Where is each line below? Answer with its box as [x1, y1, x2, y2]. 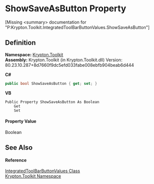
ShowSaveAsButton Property [5, 3, 126, 14]
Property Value [5, 118, 37, 124]
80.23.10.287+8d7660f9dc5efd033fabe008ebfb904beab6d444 [5, 62, 134, 68]
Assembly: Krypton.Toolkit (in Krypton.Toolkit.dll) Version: [5, 57, 123, 63]
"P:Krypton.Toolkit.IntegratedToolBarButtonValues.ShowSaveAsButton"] [5, 24, 150, 30]
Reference [5, 157, 27, 163]
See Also [5, 143, 33, 152]
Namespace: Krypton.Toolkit [5, 52, 64, 57]
